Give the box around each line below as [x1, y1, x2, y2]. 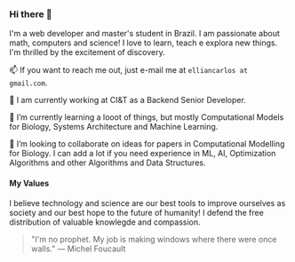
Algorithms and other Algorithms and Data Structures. [9, 157, 206, 168]
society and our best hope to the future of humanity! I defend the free [9, 207, 264, 218]
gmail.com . [9, 77, 48, 88]
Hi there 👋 [9, 8, 53, 20]
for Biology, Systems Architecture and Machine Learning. [9, 122, 219, 132]
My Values [9, 178, 50, 188]
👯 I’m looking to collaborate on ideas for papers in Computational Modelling [9, 139, 285, 149]
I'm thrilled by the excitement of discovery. [9, 47, 166, 58]
